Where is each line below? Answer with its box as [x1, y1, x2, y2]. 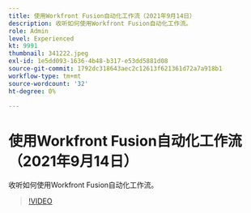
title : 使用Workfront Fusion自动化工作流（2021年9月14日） [8, 11, 196, 20]
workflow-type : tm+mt [8, 72, 82, 80]
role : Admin [8, 27, 49, 35]
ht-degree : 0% [8, 87, 57, 96]
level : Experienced [8, 34, 74, 43]
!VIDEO [28, 196, 53, 207]
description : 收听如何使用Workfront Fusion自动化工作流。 [8, 19, 193, 28]
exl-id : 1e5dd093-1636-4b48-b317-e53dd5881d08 [8, 58, 168, 66]
